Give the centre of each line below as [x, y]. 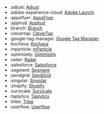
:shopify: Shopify [27, 86]
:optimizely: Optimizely [33, 54]
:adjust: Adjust [24, 7]
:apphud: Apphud [27, 23]
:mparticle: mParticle [31, 49]
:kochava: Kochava [29, 44]
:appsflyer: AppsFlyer [32, 18]
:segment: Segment [30, 70]
